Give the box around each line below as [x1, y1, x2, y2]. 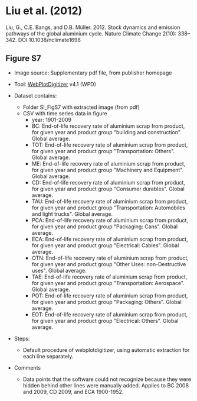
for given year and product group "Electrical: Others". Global [31, 317, 179, 324]
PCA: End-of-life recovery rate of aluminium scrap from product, [31, 216, 189, 224]
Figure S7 [5, 53, 41, 63]
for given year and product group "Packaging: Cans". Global [31, 223, 178, 230]
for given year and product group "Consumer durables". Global [31, 185, 185, 192]
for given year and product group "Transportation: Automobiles [31, 204, 185, 211]
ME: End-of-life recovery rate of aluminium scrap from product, [31, 160, 186, 167]
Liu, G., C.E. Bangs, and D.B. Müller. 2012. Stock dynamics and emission [5, 24, 180, 31]
